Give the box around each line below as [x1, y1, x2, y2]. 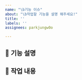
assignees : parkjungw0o [5, 25, 53, 30]
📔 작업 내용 [5, 67, 36, 75]
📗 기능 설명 [5, 49, 36, 57]
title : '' [5, 16, 25, 21]
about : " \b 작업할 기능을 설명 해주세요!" [5, 12, 78, 17]
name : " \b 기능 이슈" [5, 7, 43, 12]
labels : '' [5, 20, 27, 26]
